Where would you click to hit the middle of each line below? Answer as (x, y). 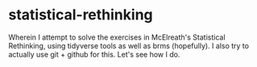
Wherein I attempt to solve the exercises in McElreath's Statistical (117, 37)
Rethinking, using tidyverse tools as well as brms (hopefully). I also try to (129, 45)
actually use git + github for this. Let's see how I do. (94, 54)
